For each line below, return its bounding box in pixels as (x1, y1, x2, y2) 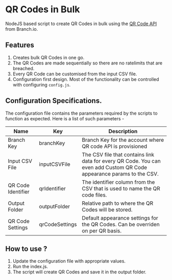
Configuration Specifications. (5, 96, 102, 105)
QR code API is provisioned (81, 142, 147, 149)
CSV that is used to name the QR (81, 185, 160, 192)
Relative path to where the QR (81, 200, 154, 207)
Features (5, 41, 34, 50)
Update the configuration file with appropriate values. (12, 258, 126, 264)
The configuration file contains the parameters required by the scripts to (5, 110, 158, 116)
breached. (12, 65, 35, 71)
